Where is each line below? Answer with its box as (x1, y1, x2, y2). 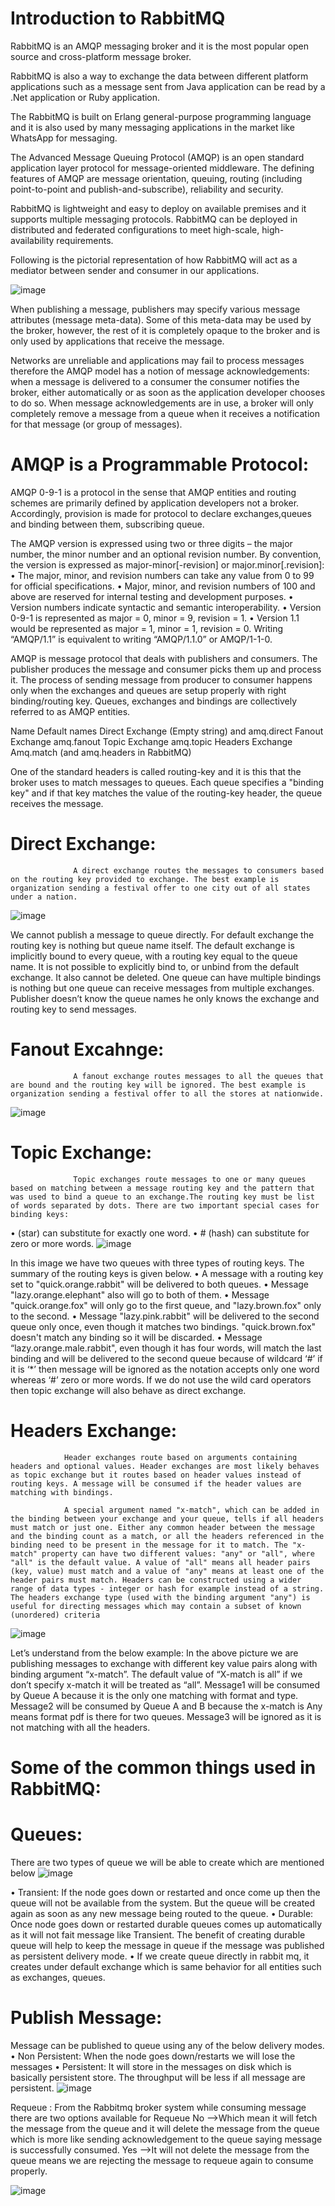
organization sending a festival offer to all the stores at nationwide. (10, 1088, 325, 1099)
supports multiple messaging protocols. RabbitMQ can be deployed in (10, 213, 298, 225)
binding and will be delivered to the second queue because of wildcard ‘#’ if (10, 1352, 323, 1364)
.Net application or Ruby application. (10, 91, 161, 103)
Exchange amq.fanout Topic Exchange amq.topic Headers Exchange (10, 735, 293, 747)
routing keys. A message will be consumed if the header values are (10, 1478, 302, 1489)
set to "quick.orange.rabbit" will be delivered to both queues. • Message (10, 1278, 309, 1290)
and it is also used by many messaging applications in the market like (10, 121, 295, 133)
